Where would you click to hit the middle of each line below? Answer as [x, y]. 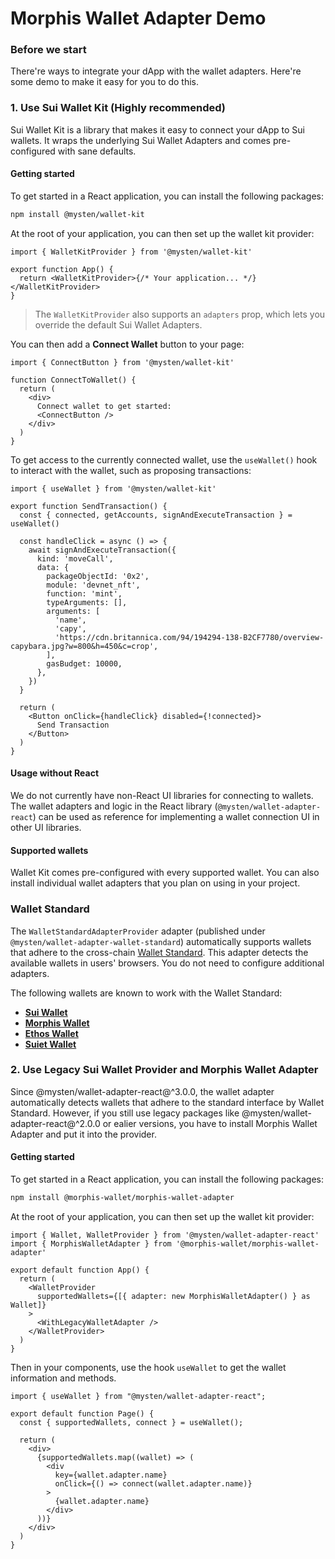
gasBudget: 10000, [84, 663]
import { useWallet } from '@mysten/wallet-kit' [113, 488]
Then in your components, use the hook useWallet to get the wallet [148, 1367]
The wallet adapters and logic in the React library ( [114, 806]
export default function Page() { [82, 1413]
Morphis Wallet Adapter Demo [138, 18]
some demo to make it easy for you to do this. [105, 82]
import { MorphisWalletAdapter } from [91, 1243]
